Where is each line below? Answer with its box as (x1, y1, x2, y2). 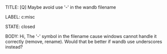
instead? (5, 44, 23, 49)
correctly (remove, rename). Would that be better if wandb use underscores (5, 38, 162, 44)
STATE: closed (5, 23, 35, 29)
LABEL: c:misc (5, 14, 35, 19)
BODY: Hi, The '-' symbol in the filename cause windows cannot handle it (5, 33, 157, 39)
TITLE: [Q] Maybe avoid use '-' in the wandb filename (5, 4, 116, 10)
